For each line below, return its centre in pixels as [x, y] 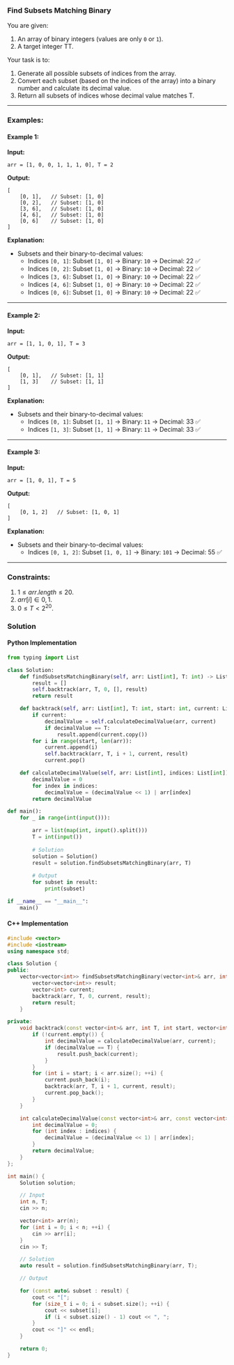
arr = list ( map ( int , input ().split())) [90, 831]
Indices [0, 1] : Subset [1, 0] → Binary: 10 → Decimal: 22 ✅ [114, 261]
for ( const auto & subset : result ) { [75, 1291]
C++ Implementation [38, 923]
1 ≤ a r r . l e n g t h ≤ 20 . [46, 592]
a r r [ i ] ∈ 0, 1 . [34, 600]
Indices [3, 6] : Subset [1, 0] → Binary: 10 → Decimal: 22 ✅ [114, 276]
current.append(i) [71, 747]
